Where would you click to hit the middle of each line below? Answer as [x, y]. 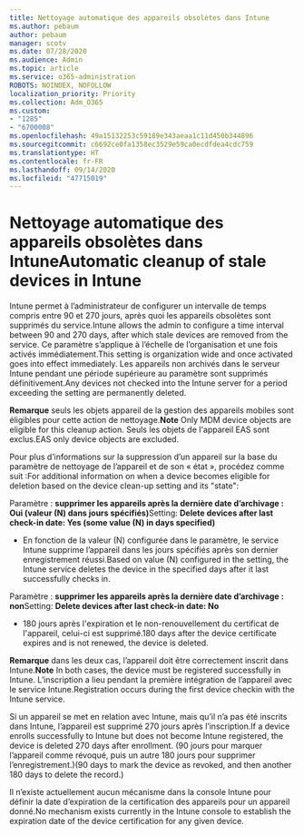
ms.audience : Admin [46, 60]
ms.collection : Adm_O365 [56, 102]
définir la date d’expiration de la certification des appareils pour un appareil [150, 802]
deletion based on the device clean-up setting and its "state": [124, 486]
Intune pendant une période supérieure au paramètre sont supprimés [139, 374]
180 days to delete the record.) [67, 775]
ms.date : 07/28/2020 [49, 52]
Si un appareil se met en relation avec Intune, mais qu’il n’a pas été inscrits [148, 717]
